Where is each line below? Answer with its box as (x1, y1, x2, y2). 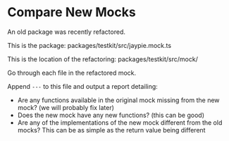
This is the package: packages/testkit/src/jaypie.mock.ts (7, 41, 171, 49)
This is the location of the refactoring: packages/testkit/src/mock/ (7, 54, 199, 63)
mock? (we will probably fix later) (17, 103, 115, 111)
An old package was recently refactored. (7, 27, 125, 36)
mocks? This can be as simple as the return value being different (17, 125, 206, 134)
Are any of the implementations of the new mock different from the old (17, 118, 223, 127)
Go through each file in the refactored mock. (7, 68, 137, 77)
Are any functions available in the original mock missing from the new (17, 96, 220, 104)
